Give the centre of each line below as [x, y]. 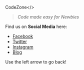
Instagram [23, 47]
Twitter [20, 41]
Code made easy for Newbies [48, 17]
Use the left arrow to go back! [36, 62]
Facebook [23, 36]
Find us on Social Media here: [36, 26]
